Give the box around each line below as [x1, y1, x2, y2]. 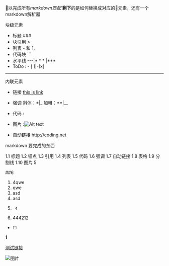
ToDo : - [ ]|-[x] [12, 63, 45, 69]
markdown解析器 [5, 11, 41, 17]
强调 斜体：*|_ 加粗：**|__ [12, 100, 68, 106]
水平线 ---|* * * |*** [12, 58, 56, 63]
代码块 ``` [12, 51, 32, 57]
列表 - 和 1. [12, 45, 35, 51]
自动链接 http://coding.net [12, 132, 67, 138]
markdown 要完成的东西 [5, 143, 55, 148]
